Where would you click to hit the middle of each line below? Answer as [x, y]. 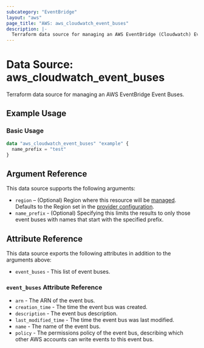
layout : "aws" [24, 18]
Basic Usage [25, 131]
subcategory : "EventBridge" [42, 12]
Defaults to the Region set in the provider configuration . [85, 207]
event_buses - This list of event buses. [63, 272]
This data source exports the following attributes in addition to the [89, 253]
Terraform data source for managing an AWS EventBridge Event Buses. [95, 94]
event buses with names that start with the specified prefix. [89, 220]
